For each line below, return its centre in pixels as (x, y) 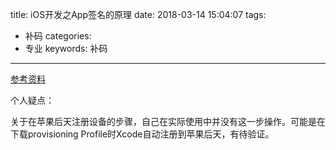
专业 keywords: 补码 (66, 48)
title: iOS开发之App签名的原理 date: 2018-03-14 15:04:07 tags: (138, 14)
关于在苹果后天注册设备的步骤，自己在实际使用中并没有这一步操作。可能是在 (168, 121)
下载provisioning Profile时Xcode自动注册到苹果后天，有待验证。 (142, 134)
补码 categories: (58, 36)
